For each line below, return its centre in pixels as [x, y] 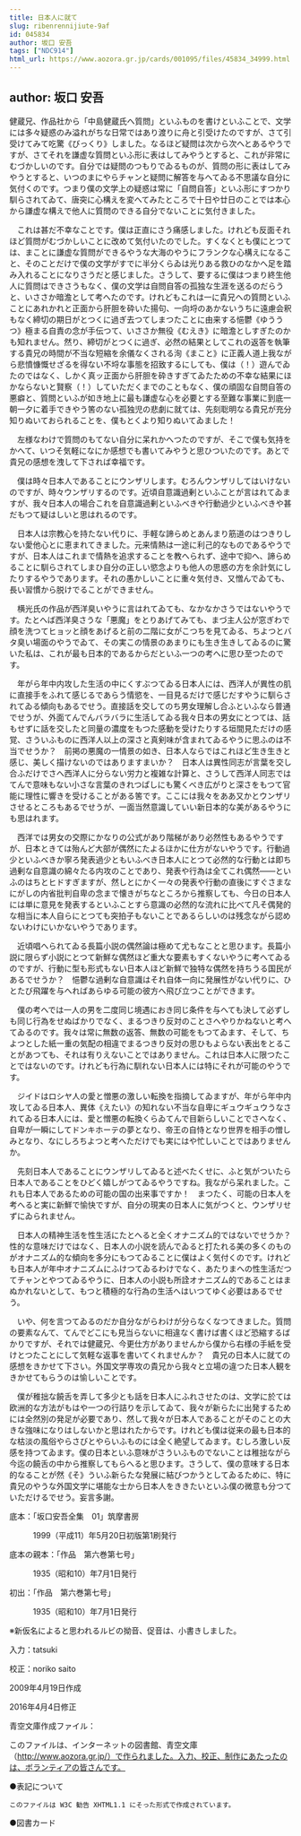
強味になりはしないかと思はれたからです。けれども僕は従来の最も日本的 [158, 1430]
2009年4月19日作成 [46, 1687]
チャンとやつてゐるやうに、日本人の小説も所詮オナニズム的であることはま [154, 1279]
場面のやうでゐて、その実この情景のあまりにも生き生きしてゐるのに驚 [162, 642]
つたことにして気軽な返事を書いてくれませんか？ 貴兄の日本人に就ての [158, 1355]
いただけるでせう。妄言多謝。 [64, 1497]
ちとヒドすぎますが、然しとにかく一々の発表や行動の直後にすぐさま [158, 882]
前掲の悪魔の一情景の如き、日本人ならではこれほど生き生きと [177, 750]
